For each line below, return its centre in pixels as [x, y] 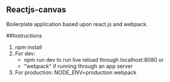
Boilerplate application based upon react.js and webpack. [77, 24]
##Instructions [24, 36]
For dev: [25, 53]
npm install [28, 47]
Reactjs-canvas [36, 10]
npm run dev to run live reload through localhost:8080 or [94, 59]
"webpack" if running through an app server [78, 66]
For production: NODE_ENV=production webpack [75, 72]
